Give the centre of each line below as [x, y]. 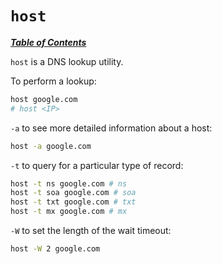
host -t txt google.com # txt [73, 202]
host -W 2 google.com [55, 249]
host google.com [44, 99]
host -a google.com [51, 146]
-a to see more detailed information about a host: [111, 128]
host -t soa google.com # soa [73, 193]
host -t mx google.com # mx [69, 212]
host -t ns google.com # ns [69, 183]
